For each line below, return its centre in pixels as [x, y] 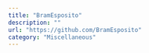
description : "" [35, 23]
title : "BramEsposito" [45, 15]
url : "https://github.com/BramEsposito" [75, 30]
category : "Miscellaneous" [52, 37]
